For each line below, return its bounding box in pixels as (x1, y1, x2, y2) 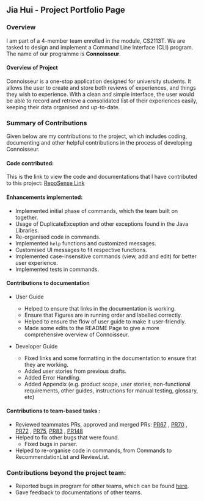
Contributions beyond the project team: (6, 468, 126, 477)
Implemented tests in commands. (15, 265, 100, 273)
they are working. (24, 361, 69, 368)
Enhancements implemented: (6, 193, 83, 201)
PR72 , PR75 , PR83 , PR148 (15, 427, 84, 434)
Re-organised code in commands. (15, 233, 101, 240)
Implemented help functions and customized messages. (15, 239, 157, 247)
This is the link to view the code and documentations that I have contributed (6, 173, 197, 181)
